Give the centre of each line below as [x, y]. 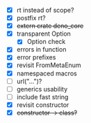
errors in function [41, 50]
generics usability [42, 89]
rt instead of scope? [45, 10]
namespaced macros [47, 73]
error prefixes [36, 57]
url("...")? [29, 81]
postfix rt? [31, 18]
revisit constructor [43, 105]
